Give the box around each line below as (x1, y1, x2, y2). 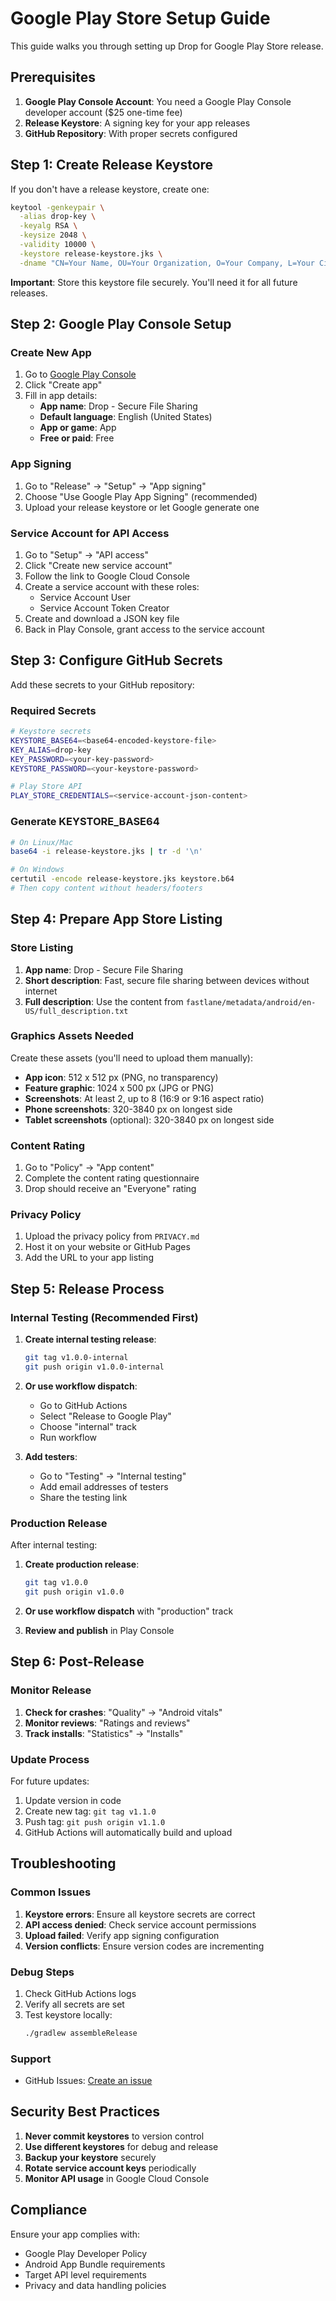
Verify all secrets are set (24, 1998, 125, 2010)
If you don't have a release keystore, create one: (10, 183, 210, 195)
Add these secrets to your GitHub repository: (10, 678, 195, 691)
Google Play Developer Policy (24, 2247, 148, 2259)
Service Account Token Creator (39, 602, 170, 614)
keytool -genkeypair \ (10, 202, 105, 212)
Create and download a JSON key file (24, 612, 180, 624)
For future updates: (10, 1775, 90, 1787)
